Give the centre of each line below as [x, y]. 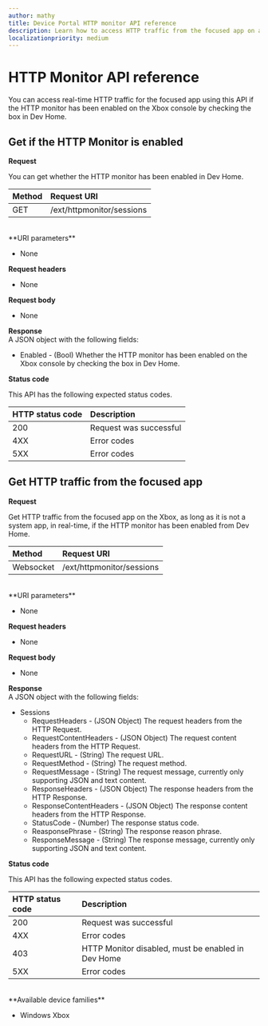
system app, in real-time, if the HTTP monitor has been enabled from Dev [129, 525]
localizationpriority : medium [59, 38]
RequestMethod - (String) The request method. [109, 763]
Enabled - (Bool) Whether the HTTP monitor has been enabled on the [134, 355]
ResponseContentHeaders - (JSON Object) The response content [140, 805]
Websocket [33, 567]
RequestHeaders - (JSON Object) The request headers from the [137, 721]
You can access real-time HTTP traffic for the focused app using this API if [131, 100]
